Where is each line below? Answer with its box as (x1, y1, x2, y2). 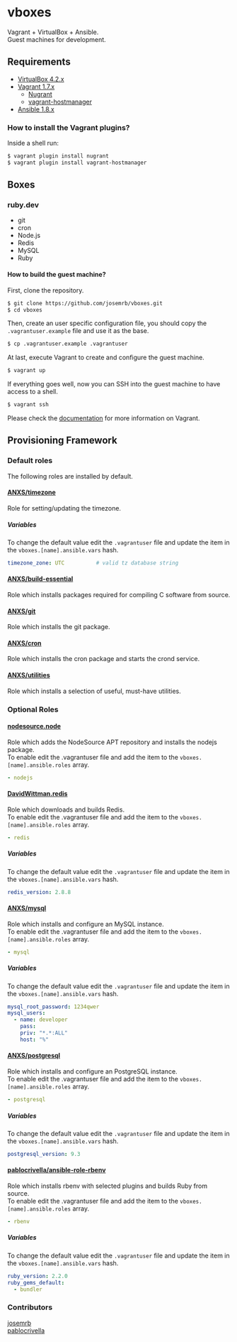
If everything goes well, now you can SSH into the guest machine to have (7, 380, 221, 388)
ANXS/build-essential (7, 574, 74, 583)
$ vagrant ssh (7, 401, 50, 408)
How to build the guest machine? (7, 271, 106, 279)
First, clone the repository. (7, 285, 84, 295)
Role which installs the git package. (7, 623, 111, 631)
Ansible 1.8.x (17, 104, 55, 114)
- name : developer (13, 1016, 69, 1023)
